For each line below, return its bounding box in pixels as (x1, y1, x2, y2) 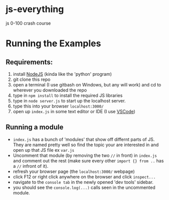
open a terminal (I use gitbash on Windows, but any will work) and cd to (13, 81, 161, 87)
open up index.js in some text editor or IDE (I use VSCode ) (13, 108, 136, 114)
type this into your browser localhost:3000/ (13, 103, 104, 109)
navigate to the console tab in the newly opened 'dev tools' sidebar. (13, 179, 153, 185)
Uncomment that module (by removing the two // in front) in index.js (13, 152, 157, 158)
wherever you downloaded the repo (13, 87, 87, 93)
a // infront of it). (13, 163, 49, 169)
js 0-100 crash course (6, 20, 51, 26)
